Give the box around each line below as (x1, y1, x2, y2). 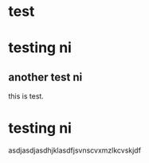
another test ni (8, 70, 83, 83)
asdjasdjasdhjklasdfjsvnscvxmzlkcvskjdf (8, 146, 142, 155)
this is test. (8, 91, 44, 101)
